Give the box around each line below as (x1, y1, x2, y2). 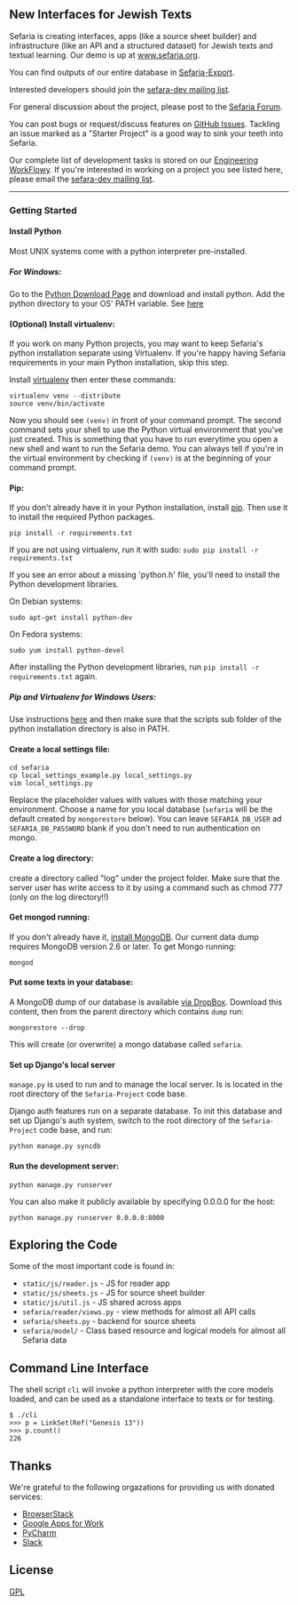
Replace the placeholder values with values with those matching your (9, 795, 263, 806)
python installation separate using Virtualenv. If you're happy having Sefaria (9, 348, 286, 358)
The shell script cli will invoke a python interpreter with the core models (9, 1384, 274, 1395)
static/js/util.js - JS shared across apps (21, 1297, 182, 1308)
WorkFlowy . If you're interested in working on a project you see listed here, (9, 164, 284, 174)
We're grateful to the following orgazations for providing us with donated (9, 1481, 275, 1492)
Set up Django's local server (9, 1059, 115, 1070)
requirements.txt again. (9, 671, 98, 682)
